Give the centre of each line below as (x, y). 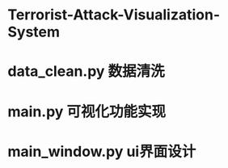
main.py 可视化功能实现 (87, 111)
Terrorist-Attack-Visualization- (114, 15)
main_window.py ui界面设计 (102, 151)
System (34, 32)
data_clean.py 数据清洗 (86, 71)
